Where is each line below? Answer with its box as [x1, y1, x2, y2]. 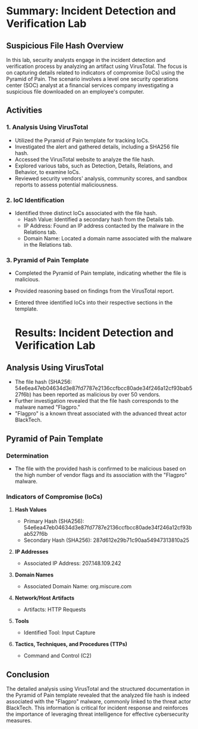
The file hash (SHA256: [14, 379, 73, 386]
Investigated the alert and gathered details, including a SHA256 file [14, 143, 180, 150]
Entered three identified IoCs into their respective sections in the [14, 299, 173, 306]
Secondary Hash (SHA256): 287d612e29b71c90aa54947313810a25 [23, 536, 190, 544]
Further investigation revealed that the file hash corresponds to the [14, 398, 179, 405]
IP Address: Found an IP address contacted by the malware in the [23, 222, 184, 229]
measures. [6, 717, 32, 724]
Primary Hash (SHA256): [23, 517, 84, 525]
